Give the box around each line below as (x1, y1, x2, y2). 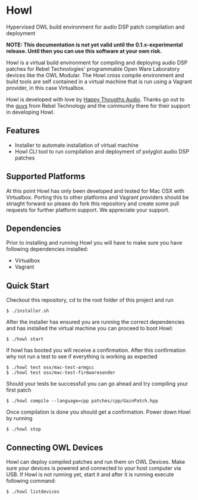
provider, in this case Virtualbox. (6, 84, 85, 91)
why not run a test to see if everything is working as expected (6, 353, 158, 360)
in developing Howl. (6, 108, 55, 115)
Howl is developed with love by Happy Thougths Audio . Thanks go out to (6, 96, 185, 103)
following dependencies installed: (6, 245, 89, 253)
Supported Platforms (6, 171, 86, 182)
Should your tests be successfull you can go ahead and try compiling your (6, 380, 188, 387)
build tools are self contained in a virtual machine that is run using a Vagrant (6, 78, 192, 85)
